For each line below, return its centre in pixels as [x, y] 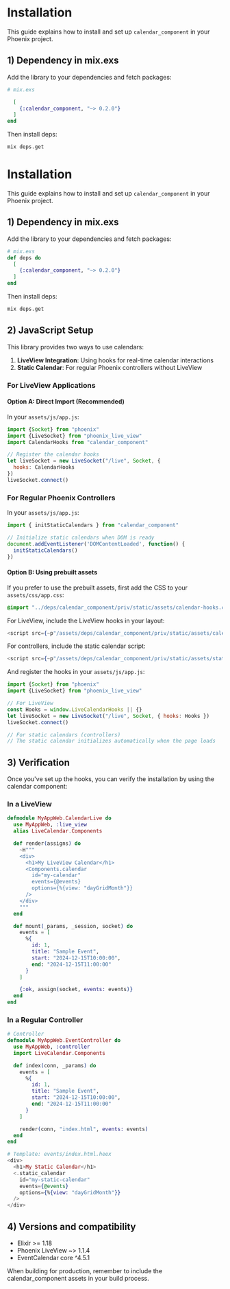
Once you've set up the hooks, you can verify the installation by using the [111, 779]
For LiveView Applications [51, 385]
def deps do [24, 258]
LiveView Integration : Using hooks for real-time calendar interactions [115, 360]
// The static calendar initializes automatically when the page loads [111, 741]
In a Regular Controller [45, 1019]
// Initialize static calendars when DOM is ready [81, 537]
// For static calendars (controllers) [64, 735]
